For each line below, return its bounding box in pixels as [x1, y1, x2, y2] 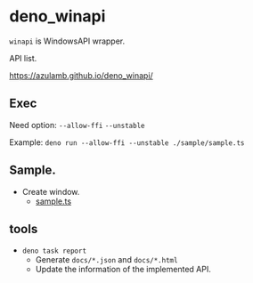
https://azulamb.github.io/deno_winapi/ [9, 69, 153, 81]
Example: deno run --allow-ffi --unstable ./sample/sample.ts [9, 136, 245, 148]
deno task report [21, 247, 87, 255]
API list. [9, 53, 37, 63]
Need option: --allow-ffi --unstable [9, 119, 145, 130]
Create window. [21, 186, 80, 197]
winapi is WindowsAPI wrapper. [9, 36, 126, 46]
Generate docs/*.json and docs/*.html [35, 255, 178, 265]
